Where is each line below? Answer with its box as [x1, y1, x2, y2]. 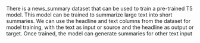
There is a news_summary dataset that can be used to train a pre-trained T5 [6, 5, 193, 12]
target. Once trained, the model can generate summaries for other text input [6, 30, 192, 37]
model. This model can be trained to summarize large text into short [6, 11, 173, 18]
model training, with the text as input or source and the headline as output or [6, 24, 194, 31]
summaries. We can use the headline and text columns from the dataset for [6, 18, 191, 24]
